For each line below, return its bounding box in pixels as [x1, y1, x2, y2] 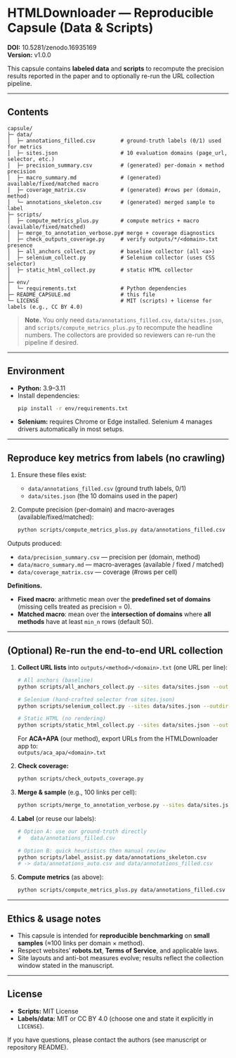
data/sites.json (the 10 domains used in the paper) [27, 492, 178, 500]
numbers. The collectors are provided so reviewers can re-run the [24, 331, 216, 339]
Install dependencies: [17, 391, 80, 400]
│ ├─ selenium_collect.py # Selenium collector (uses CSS [7, 254, 216, 261]
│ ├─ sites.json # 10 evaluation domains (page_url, [7, 149, 228, 156]
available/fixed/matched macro [7, 180, 99, 187]
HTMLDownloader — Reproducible [7, 5, 214, 21]
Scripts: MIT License [17, 1007, 79, 1015]
